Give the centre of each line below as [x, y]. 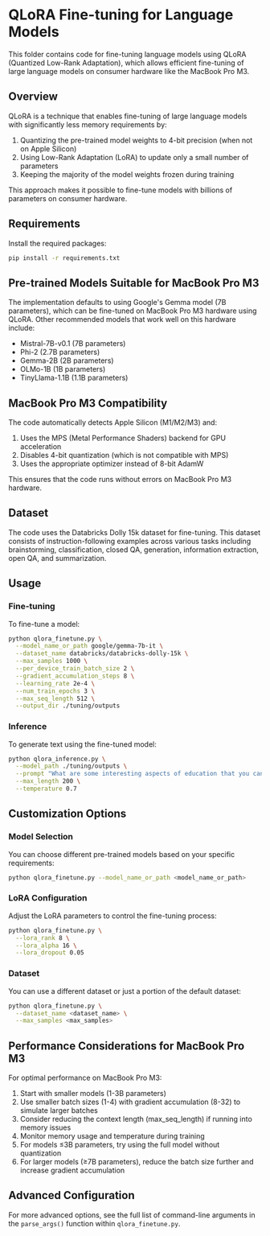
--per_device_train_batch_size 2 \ [75, 669]
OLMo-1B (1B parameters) [63, 369]
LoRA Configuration [48, 898]
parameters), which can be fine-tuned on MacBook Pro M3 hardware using [133, 311]
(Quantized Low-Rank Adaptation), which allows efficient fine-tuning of [126, 63]
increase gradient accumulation [72, 1170]
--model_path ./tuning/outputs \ [72, 766]
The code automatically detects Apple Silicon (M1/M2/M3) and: [113, 422]
